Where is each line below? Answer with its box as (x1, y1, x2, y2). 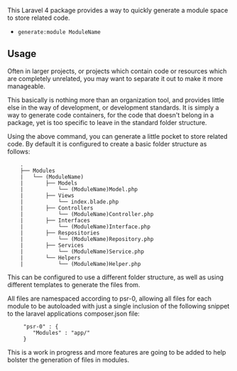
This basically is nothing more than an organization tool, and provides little (7, 95, 225, 104)
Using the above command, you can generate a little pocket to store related (7, 131, 228, 141)
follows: (7, 147, 31, 156)
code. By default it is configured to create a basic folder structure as (7, 139, 207, 148)
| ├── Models (20, 179, 78, 187)
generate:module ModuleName (17, 28, 101, 36)
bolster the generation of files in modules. (7, 355, 130, 364)
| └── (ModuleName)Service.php (20, 248, 144, 255)
